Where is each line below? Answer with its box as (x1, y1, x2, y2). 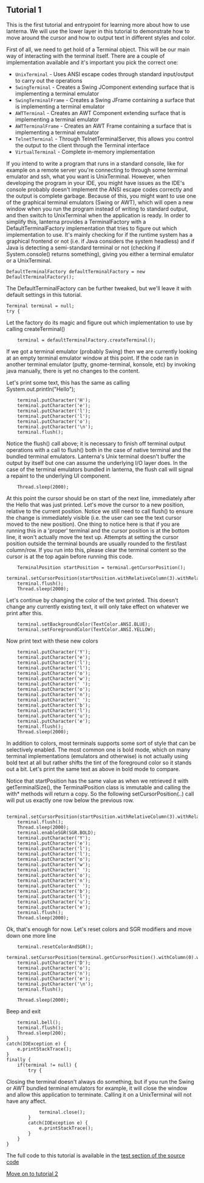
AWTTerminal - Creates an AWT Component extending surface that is (15, 109, 186, 116)
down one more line (6, 932, 56, 939)
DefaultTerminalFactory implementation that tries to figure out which (6, 225, 177, 232)
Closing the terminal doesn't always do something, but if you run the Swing (6, 1078, 194, 1085)
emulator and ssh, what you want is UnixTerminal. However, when (6, 173, 171, 180)
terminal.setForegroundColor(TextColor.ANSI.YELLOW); (17, 626, 156, 632)
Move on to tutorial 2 (6, 1170, 59, 1177)
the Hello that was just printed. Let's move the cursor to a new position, (6, 501, 185, 508)
